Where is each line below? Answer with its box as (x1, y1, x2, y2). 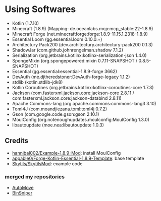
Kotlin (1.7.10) (12, 20, 39, 26)
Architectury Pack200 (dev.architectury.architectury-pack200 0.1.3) (12, 41, 153, 47)
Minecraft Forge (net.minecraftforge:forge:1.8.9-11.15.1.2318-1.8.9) (12, 31, 148, 37)
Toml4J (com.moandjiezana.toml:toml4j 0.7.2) (12, 106, 107, 112)
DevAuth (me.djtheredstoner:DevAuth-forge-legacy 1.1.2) (12, 74, 130, 80)
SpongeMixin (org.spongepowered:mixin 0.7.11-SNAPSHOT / (12, 57, 138, 63)
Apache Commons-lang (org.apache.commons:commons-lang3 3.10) (12, 100, 156, 106)
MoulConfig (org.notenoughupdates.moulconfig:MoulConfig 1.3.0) (12, 116, 150, 122)
